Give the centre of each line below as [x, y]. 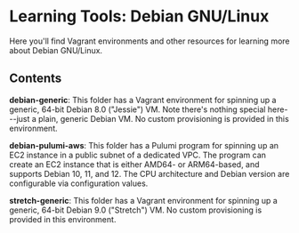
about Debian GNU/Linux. [56, 50]
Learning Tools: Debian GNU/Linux [139, 16]
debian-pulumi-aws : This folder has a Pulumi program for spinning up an [144, 145]
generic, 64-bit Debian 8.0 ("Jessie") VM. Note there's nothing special [137, 109]
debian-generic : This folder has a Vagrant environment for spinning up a [143, 100]
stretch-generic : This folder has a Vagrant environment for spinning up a [143, 200]
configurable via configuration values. [79, 183]
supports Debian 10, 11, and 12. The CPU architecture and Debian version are [149, 173]
